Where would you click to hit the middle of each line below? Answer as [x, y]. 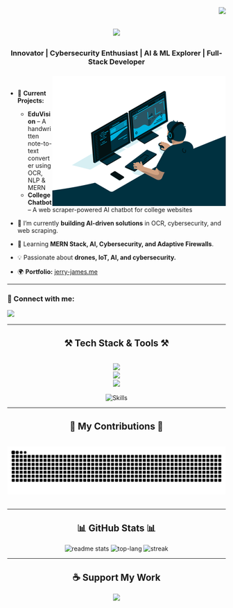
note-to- [40, 144]
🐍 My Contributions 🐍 [116, 426]
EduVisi [39, 114]
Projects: [31, 101]
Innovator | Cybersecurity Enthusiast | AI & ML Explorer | [108, 53]
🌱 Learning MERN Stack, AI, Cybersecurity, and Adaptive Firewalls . [115, 244]
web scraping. [38, 231]
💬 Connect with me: [41, 299]
